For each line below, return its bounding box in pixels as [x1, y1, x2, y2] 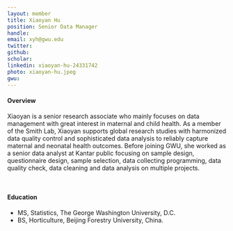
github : [7, 49, 30, 56]
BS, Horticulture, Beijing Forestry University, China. [17, 216, 163, 224]
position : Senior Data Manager [7, 23, 98, 30]
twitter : [7, 42, 33, 49]
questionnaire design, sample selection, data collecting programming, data [7, 156, 221, 164]
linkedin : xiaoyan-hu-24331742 [7, 62, 98, 69]
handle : [7, 29, 30, 37]
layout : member [7, 10, 51, 17]
